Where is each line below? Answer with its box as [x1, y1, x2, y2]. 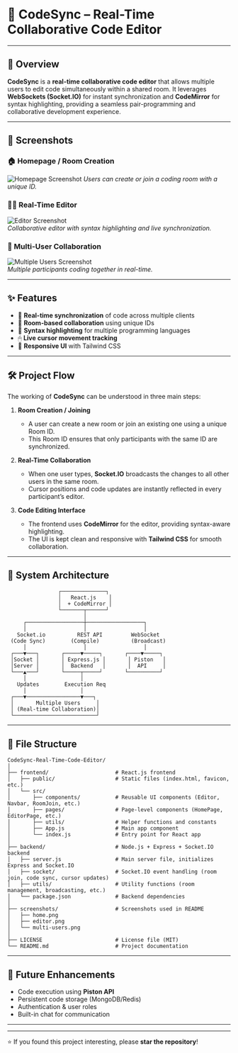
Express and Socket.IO [7, 862, 74, 869]
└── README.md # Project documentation [7, 942, 189, 950]
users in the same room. [28, 477, 99, 485]
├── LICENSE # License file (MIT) [7, 937, 179, 944]
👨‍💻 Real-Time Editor [7, 200, 78, 210]
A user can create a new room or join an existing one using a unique [28, 419, 227, 428]
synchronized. [28, 442, 70, 451]
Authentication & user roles [17, 1003, 97, 1011]
